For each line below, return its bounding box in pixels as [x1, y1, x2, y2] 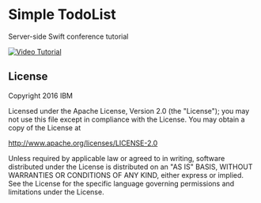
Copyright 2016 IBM [8, 91, 74, 100]
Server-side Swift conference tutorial [8, 32, 129, 41]
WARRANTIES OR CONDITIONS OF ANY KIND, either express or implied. [8, 170, 244, 179]
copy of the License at [8, 122, 81, 132]
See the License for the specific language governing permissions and [8, 179, 235, 188]
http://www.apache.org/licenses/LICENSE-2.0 [8, 138, 158, 148]
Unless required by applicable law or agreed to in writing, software [8, 153, 225, 163]
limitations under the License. [8, 187, 104, 197]
